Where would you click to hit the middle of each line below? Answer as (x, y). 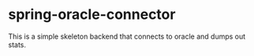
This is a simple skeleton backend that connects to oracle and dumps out (127, 36)
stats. (17, 44)
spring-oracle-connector (92, 15)
